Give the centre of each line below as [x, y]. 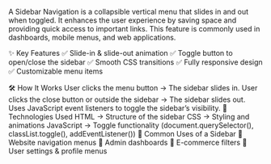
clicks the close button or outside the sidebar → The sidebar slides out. [127, 99]
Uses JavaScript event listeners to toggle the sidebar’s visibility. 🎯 [118, 108]
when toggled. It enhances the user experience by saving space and [123, 20]
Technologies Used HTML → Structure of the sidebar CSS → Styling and [129, 117]
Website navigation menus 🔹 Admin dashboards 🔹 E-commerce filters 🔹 [128, 142]
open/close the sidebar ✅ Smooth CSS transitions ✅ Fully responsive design [135, 62]
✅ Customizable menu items [56, 71]
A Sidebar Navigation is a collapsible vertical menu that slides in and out [129, 12]
